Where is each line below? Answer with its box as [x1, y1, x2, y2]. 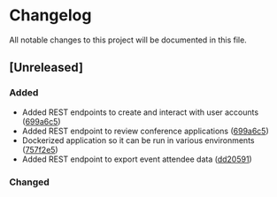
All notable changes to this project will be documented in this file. [9, 34, 248, 45]
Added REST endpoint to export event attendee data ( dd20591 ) [21, 154, 252, 164]
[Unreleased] [9, 60, 84, 75]
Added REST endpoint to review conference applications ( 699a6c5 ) [21, 125, 270, 136]
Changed [9, 176, 50, 188]
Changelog [9, 5, 92, 26]
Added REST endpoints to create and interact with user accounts [21, 107, 259, 117]
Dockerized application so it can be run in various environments [21, 134, 255, 146]
